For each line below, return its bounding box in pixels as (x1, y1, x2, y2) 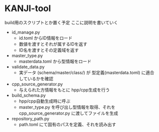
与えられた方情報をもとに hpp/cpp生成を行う (19, 87, 110, 93)
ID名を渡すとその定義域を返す (19, 47, 79, 53)
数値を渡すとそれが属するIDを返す (19, 41, 88, 47)
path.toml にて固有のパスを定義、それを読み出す (19, 121, 117, 127)
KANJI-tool (4, 3, 51, 14)
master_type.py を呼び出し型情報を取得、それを (19, 104, 116, 110)
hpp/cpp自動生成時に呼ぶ (19, 98, 71, 104)
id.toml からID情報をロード (19, 35, 73, 41)
